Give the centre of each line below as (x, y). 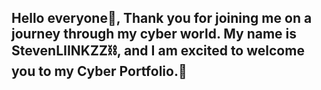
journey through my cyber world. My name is (154, 34)
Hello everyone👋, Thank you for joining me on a (162, 18)
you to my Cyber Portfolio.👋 (99, 71)
